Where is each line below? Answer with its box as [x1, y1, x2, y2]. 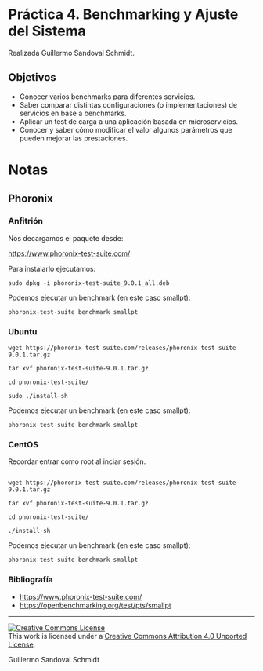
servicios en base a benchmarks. [19, 108, 127, 118]
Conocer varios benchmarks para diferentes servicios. [19, 92, 196, 101]
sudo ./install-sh [8, 392, 68, 399]
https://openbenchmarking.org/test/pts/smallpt [19, 600, 172, 610]
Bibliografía [8, 574, 53, 585]
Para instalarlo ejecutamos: [8, 264, 96, 273]
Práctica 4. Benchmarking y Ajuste [8, 5, 239, 24]
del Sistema [8, 22, 86, 40]
